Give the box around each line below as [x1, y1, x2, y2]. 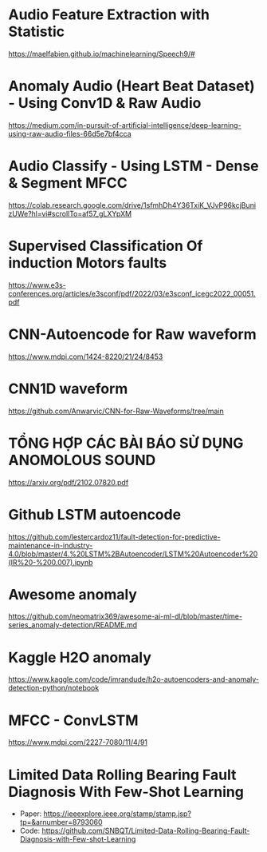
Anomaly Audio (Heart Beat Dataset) [8, 78, 255, 95]
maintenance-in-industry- [8, 540, 93, 550]
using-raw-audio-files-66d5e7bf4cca [8, 129, 132, 138]
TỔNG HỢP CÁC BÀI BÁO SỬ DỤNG [8, 434, 244, 452]
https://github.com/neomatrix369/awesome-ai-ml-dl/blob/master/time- [8, 611, 243, 621]
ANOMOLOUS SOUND [8, 451, 156, 469]
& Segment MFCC [8, 174, 128, 193]
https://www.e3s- [8, 280, 66, 289]
